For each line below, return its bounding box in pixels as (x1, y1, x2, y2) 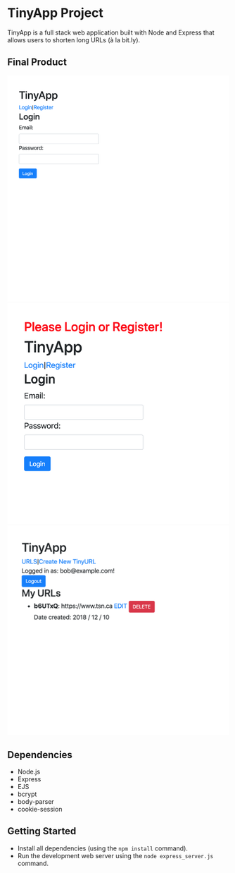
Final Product (7, 56, 67, 68)
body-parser (17, 798, 54, 806)
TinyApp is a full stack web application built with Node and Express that (7, 28, 215, 37)
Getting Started (7, 825, 77, 837)
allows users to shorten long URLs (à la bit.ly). (7, 35, 141, 44)
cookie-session (17, 805, 63, 814)
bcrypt (17, 790, 37, 798)
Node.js (17, 767, 41, 776)
